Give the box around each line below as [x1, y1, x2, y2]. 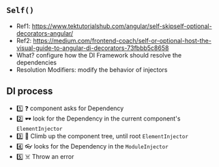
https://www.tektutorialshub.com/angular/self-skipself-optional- [31, 22, 212, 30]
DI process [6, 86, 53, 97]
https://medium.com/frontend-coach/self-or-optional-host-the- [33, 36, 212, 44]
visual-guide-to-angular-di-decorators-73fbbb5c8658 [16, 44, 169, 52]
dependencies [16, 58, 57, 66]
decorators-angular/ [16, 29, 74, 37]
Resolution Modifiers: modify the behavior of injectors [16, 65, 168, 74]
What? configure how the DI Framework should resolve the [16, 51, 182, 59]
